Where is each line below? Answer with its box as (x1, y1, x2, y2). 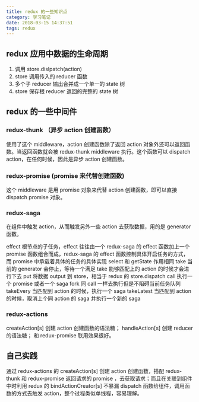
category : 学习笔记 (6, 14, 51, 20)
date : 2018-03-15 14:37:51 (6, 20, 73, 25)
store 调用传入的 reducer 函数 (14, 73, 88, 80)
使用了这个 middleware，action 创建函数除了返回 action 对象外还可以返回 (6, 141, 185, 148)
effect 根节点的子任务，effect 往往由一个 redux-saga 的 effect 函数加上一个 (6, 243, 190, 250)
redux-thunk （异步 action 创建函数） (6, 126, 115, 134)
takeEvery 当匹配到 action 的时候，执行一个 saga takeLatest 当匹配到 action (6, 288, 192, 295)
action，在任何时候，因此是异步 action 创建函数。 (6, 155, 128, 162)
